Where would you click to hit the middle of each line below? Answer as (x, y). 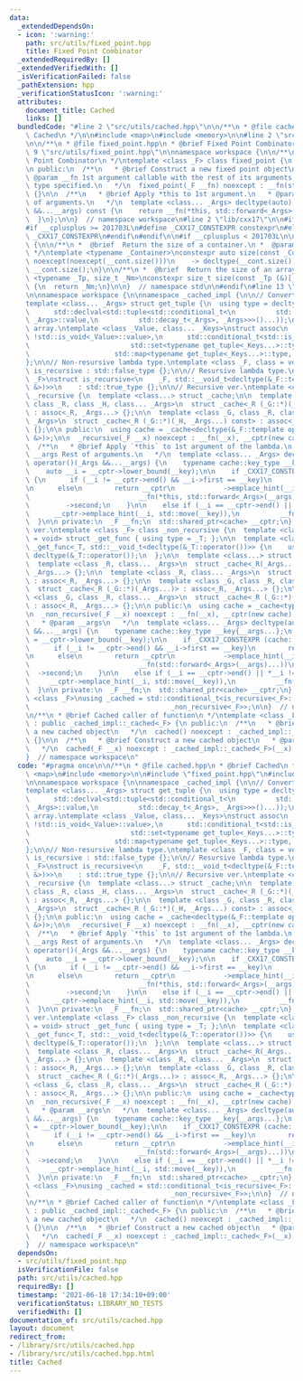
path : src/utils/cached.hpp (70, 1278)
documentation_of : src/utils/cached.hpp (87, 1320)
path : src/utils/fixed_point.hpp (88, 43)
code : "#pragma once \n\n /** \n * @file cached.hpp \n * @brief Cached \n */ (159, 766)
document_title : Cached (70, 110)
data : (19, 18)
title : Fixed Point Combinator (84, 52)
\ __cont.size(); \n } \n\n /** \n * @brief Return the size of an (149, 270)
